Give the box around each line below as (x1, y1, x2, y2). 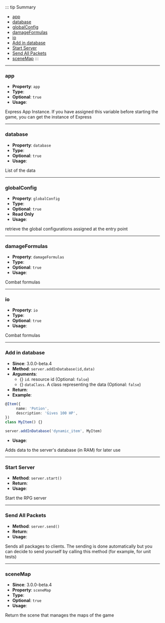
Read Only (12, 211, 34, 217)
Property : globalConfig (12, 195, 60, 201)
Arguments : (12, 371, 37, 377)
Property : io (12, 307, 38, 313)
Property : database (12, 142, 52, 148)
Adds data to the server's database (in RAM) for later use (5, 447, 121, 453)
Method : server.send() (12, 523, 60, 529)
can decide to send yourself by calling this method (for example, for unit (5, 548, 151, 554)
